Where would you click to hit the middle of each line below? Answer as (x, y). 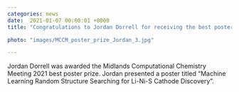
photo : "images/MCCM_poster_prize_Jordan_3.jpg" (81, 40)
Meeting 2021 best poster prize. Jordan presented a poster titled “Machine (117, 74)
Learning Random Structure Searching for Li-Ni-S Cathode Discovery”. (111, 81)
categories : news (33, 14)
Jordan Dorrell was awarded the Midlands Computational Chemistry (107, 66)
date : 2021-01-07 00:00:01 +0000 (59, 21)
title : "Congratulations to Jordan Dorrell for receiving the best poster (121, 27)
